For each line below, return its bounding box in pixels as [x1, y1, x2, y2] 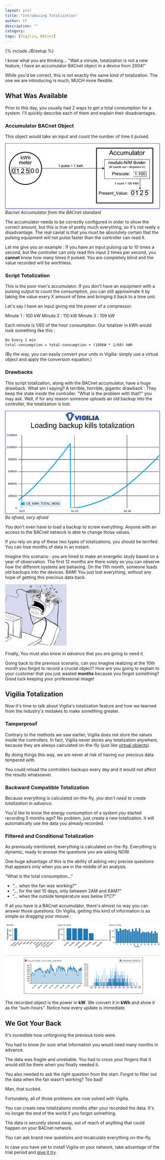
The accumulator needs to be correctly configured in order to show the [5, 219, 149, 225]
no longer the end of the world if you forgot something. [5, 1110, 116, 1116]
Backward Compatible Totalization [5, 784, 89, 791]
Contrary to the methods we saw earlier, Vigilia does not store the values [5, 732, 152, 737]
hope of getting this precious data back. [5, 574, 86, 580]
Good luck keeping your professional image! [5, 675, 95, 681]
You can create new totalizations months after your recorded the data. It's [5, 1105, 155, 1111]
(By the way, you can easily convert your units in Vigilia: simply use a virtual [5, 351, 158, 357]
